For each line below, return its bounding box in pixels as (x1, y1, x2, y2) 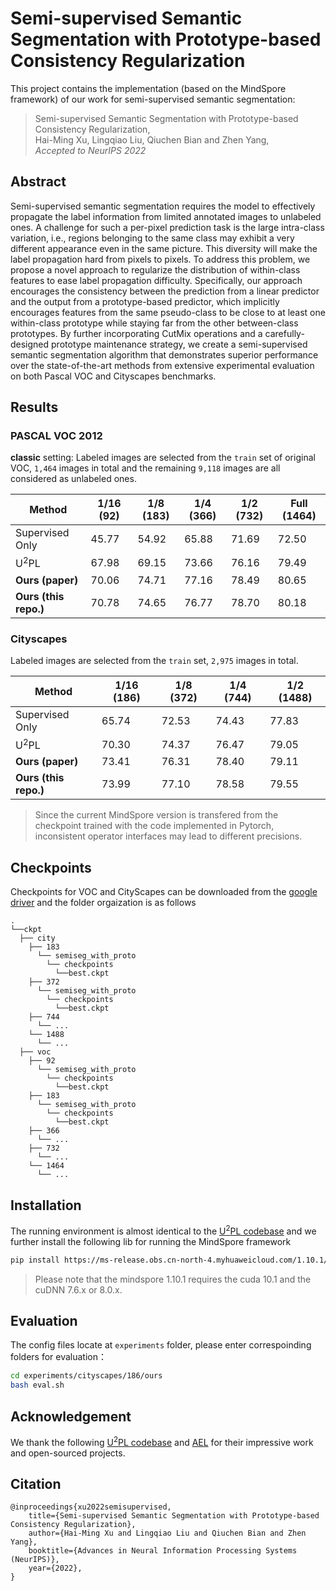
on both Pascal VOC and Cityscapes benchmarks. (10, 370, 217, 382)
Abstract (10, 173, 67, 191)
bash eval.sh (10, 1380, 65, 1391)
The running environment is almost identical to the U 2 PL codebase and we (10, 1223, 317, 1237)
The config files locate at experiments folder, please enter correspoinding (10, 1339, 312, 1351)
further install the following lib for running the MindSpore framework (10, 1235, 292, 1247)
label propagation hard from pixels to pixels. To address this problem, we (10, 253, 311, 265)
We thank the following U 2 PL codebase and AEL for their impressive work (10, 1434, 314, 1448)
